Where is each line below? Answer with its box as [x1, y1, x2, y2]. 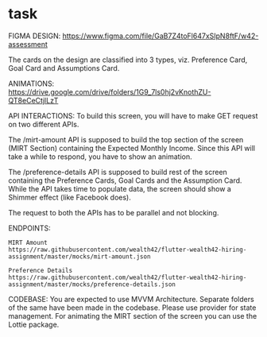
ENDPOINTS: [8, 223, 52, 233]
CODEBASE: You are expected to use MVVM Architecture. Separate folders [8, 294, 254, 304]
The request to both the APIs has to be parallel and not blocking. [8, 207, 219, 217]
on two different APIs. [8, 119, 79, 129]
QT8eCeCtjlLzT [8, 95, 59, 105]
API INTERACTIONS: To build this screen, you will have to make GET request [8, 110, 258, 120]
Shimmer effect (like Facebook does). [8, 192, 131, 202]
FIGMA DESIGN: [8, 31, 61, 41]
